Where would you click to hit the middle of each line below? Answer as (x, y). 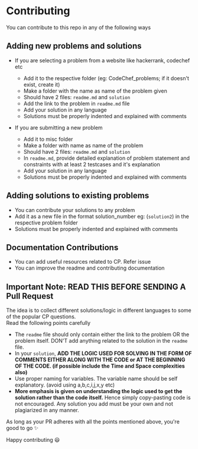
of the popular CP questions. (41, 317)
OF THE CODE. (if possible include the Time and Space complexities (100, 366)
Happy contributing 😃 (33, 440)
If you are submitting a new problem (59, 127)
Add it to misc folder (48, 139)
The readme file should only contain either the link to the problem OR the (102, 334)
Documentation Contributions (62, 247)
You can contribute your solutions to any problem (75, 210)
